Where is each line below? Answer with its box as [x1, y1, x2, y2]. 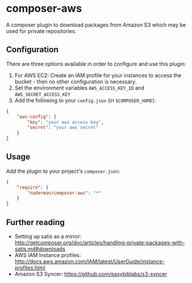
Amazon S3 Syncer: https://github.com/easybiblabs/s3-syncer [14, 271, 167, 277]
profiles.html [14, 264, 45, 271]
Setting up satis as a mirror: [14, 233, 82, 240]
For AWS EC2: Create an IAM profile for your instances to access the [14, 71, 181, 78]
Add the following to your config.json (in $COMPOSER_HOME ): [14, 97, 156, 104]
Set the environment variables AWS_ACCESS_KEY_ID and [14, 84, 144, 91]
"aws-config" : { [16, 114, 57, 120]
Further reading [6, 217, 65, 227]
